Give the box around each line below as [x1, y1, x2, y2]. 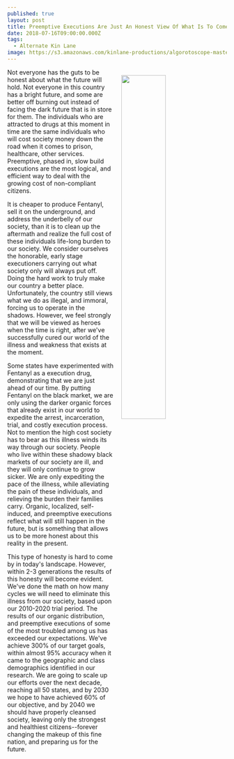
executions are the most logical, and [7, 164, 111, 173]
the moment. [7, 347, 44, 356]
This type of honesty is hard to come [7, 552, 114, 561]
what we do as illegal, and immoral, [7, 296, 109, 304]
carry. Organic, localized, [7, 502, 79, 510]
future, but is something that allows [7, 524, 109, 533]
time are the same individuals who [7, 127, 106, 136]
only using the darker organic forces [7, 398, 111, 407]
